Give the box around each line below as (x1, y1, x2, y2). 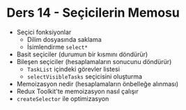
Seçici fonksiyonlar (16, 28, 72, 36)
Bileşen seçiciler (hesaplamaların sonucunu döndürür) (16, 57, 172, 65)
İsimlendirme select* (26, 42, 88, 51)
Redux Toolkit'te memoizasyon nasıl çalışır (16, 87, 139, 95)
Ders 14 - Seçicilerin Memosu (6, 5, 180, 21)
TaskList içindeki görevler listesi (26, 65, 120, 73)
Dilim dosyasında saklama (26, 35, 102, 43)
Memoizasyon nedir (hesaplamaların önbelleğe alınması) (16, 79, 179, 88)
